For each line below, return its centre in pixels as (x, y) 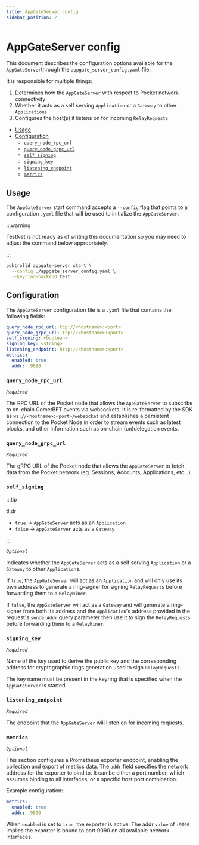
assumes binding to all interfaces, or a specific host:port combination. (92, 779)
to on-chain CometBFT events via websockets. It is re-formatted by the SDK (99, 409)
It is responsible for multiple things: (49, 81)
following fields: (26, 316)
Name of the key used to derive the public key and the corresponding (91, 661)
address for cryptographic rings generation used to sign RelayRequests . (94, 667)
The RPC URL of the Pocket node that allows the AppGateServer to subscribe (99, 403)
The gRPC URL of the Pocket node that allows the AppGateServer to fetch (95, 466)
